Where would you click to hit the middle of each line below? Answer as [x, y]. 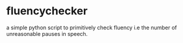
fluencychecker [47, 11]
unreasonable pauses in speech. [47, 33]
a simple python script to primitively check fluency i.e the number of [92, 27]
